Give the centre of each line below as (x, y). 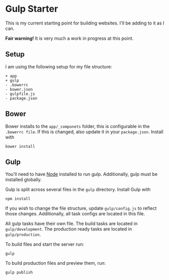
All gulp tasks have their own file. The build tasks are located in (72, 224)
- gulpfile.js (20, 94)
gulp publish (19, 273)
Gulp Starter (32, 9)
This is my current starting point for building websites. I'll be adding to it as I (85, 23)
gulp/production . (23, 235)
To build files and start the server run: (45, 244)
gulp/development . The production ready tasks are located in (69, 229)
